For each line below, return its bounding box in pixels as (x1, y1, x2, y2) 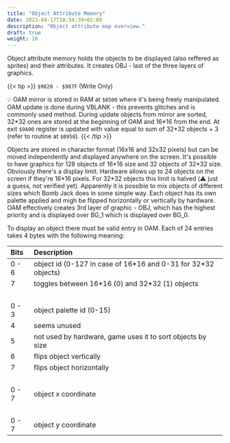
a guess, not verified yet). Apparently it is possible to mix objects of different (7, 182, 223, 190)
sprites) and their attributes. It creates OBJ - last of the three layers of (7, 62, 204, 70)
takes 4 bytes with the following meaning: (7, 231, 125, 240)
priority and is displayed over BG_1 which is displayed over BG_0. (7, 211, 190, 219)
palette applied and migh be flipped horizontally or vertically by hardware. (7, 197, 216, 205)
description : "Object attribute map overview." (7, 23, 146, 29)
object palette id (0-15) (34, 305, 111, 315)
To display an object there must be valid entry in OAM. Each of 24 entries (7, 224, 214, 233)
